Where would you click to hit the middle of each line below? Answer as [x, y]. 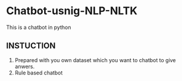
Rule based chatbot [39, 73]
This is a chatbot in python [39, 27]
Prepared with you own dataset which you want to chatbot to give [95, 60]
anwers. [24, 66]
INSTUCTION [31, 46]
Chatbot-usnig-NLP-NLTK [72, 11]
